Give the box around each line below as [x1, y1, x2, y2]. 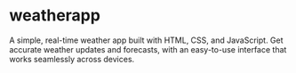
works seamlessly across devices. [9, 53, 135, 64]
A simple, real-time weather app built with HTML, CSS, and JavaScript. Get [9, 35, 284, 45]
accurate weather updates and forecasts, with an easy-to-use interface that [9, 44, 287, 54]
